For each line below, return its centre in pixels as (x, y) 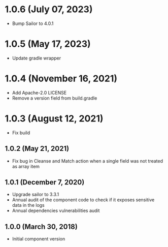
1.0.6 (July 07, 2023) (49, 9)
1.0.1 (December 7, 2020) (45, 182)
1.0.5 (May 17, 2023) (48, 44)
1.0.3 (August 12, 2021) (54, 118)
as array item (26, 166)
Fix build (21, 133)
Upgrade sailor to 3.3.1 (36, 195)
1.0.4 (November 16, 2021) (61, 79)
